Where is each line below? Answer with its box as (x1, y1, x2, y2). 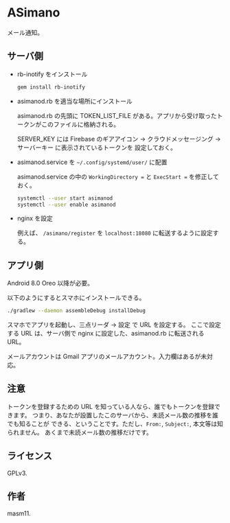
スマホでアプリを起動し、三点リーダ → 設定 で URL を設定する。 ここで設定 (7, 321, 221, 329)
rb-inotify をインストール (16, 70, 88, 78)
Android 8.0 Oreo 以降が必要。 (7, 279, 94, 288)
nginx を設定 (16, 214, 53, 222)
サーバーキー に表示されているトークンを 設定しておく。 (16, 143, 177, 152)
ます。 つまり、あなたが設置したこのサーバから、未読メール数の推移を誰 (12, 410, 218, 419)
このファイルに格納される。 (41, 120, 120, 128)
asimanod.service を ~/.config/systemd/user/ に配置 (16, 158, 168, 166)
